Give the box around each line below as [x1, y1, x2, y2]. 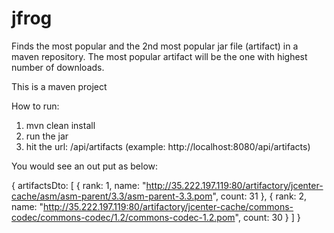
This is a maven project [11, 80, 108, 92]
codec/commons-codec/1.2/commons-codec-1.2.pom [11, 211, 236, 223]
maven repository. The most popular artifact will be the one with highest [11, 50, 308, 62]
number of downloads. [11, 61, 105, 73]
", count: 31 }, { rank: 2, [212, 190, 308, 202]
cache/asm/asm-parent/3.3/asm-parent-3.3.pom [11, 190, 213, 202]
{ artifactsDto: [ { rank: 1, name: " [11, 179, 147, 191]
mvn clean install [25, 119, 96, 131]
